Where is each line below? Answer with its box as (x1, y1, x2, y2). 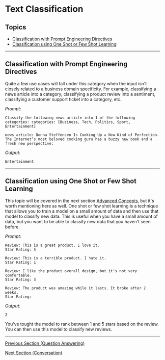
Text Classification (5, 3, 83, 15)
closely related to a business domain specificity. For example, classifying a (5, 86, 156, 92)
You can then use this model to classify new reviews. (5, 326, 112, 332)
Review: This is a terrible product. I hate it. (5, 256, 107, 260)
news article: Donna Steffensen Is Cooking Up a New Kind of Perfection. (5, 132, 160, 137)
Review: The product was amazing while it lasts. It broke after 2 (5, 285, 146, 290)
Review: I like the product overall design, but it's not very (5, 268, 137, 273)
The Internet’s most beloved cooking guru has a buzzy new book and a (5, 136, 153, 142)
